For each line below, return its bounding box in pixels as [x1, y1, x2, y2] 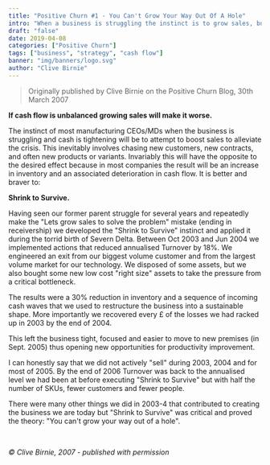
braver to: [8, 177, 41, 187]
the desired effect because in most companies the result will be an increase [8, 160, 260, 170]
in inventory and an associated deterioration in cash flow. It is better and [8, 168, 247, 178]
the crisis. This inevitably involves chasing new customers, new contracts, [8, 142, 254, 153]
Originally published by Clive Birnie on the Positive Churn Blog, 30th [27, 86, 254, 96]
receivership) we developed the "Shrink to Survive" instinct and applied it [8, 225, 251, 235]
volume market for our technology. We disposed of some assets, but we [8, 259, 247, 270]
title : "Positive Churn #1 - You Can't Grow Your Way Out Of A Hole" [8, 11, 247, 20]
